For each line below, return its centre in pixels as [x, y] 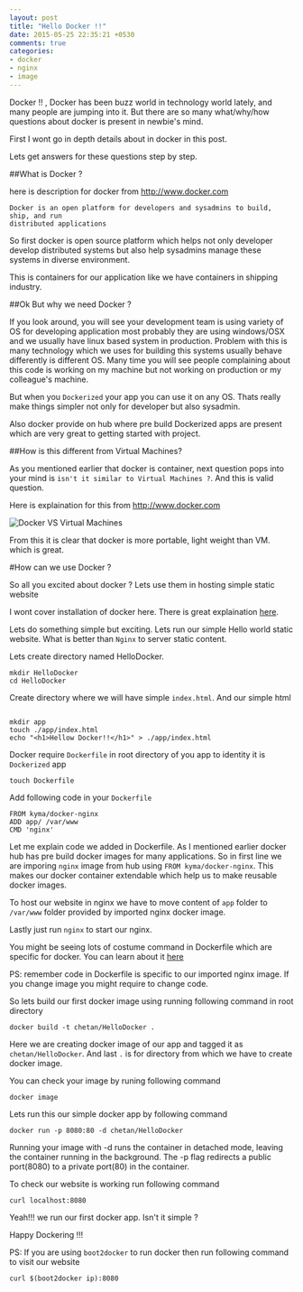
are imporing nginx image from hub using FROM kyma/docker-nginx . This [142, 865]
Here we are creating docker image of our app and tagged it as [126, 1044]
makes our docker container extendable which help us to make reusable [143, 875]
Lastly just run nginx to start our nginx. [81, 929]
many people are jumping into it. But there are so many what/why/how [139, 112]
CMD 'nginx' [32, 830]
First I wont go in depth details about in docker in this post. [118, 139]
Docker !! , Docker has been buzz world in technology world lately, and [141, 102]
